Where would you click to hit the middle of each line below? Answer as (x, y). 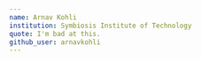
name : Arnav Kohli (43, 17)
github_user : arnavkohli (55, 42)
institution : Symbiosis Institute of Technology (100, 26)
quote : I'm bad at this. (55, 34)
